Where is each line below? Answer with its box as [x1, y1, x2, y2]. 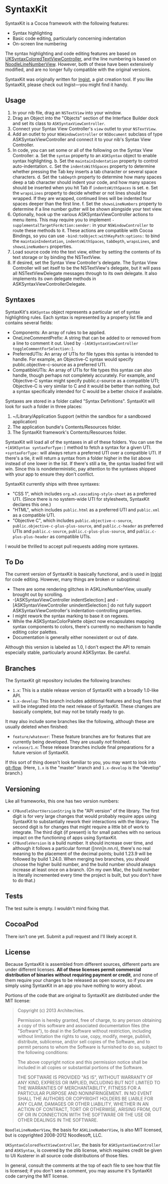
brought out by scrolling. [12, 591, 64, 598]
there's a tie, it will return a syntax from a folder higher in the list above [5, 455, 151, 461]
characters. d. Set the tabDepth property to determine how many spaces [12, 174, 162, 180]
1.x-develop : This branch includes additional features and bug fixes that [12, 698, 161, 704]
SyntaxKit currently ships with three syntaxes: [5, 481, 100, 487]
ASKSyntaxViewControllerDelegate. [12, 281, 86, 287]
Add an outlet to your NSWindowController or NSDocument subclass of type [12, 131, 163, 137]
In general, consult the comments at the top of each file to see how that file [5, 1162, 160, 1168]
